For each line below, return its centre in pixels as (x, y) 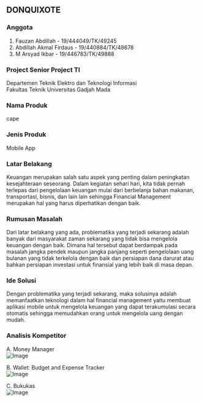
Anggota (20, 28)
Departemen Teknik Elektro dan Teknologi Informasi (72, 83)
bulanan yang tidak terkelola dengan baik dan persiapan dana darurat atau (100, 258)
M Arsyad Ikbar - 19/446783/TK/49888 (65, 54)
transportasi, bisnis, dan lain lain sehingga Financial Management (89, 196)
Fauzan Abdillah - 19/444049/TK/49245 (66, 41)
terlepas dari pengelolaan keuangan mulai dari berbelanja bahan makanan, (100, 190)
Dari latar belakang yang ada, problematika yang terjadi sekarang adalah (98, 233)
